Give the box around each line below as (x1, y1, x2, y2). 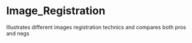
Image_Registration (6, 4, 106, 18)
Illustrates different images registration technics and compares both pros (6, 24, 187, 31)
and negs (6, 29, 30, 37)
